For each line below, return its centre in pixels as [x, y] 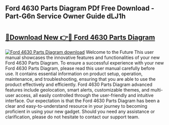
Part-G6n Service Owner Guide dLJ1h [66, 17]
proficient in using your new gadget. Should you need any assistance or [80, 112]
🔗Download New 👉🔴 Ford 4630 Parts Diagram [80, 37]
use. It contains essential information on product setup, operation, [74, 74]
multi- [157, 90]
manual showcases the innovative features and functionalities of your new [83, 57]
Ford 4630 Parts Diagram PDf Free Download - [80, 8]
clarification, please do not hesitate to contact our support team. [72, 117]
